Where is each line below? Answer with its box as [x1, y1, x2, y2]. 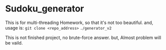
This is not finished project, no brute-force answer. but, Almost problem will [5, 34, 161, 40]
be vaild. [5, 39, 23, 45]
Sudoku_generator [5, 3, 84, 14]
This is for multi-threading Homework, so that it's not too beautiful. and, [5, 19, 153, 25]
